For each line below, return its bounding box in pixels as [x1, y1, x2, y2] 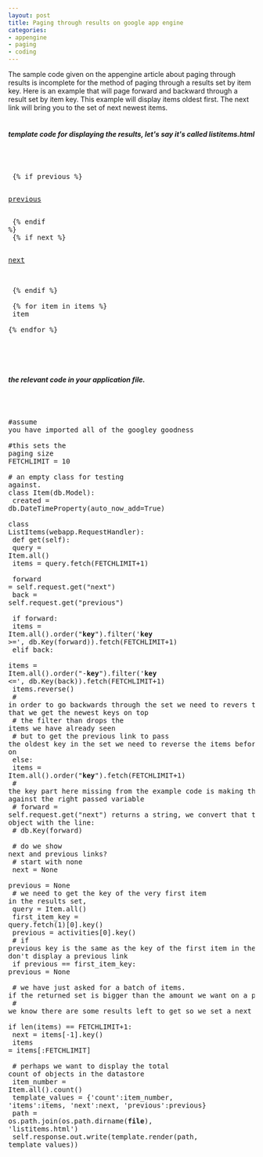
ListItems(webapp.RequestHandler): [8, 527, 145, 536]
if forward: [12, 613, 59, 623]
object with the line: [8, 818, 95, 827]
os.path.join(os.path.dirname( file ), [8, 1116, 153, 1126]
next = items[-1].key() [12, 1030, 103, 1039]
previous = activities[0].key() [12, 928, 137, 937]
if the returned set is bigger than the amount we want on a [8, 990, 248, 1000]
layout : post [8, 11, 51, 20]
